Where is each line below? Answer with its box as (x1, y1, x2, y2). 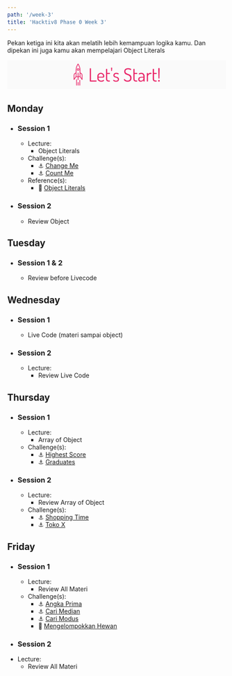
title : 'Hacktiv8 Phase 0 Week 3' (7, 18, 108, 26)
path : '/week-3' (7, 11, 54, 18)
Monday (7, 103, 44, 115)
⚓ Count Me (38, 169, 74, 178)
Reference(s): (27, 176, 67, 184)
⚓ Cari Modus (38, 615, 78, 623)
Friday (7, 540, 35, 553)
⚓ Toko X (38, 521, 66, 529)
